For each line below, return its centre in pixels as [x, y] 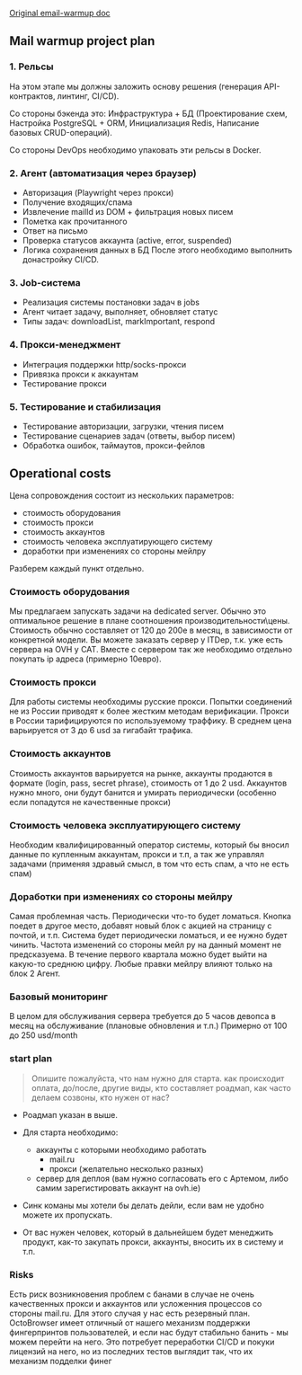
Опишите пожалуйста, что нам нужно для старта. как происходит [158, 1078]
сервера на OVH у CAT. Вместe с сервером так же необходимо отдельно [151, 649]
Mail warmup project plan [82, 41]
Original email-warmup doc [60, 13]
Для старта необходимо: [70, 1132]
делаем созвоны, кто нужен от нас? [100, 1097]
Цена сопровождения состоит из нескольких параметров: [122, 495]
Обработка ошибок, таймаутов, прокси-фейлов [114, 445]
